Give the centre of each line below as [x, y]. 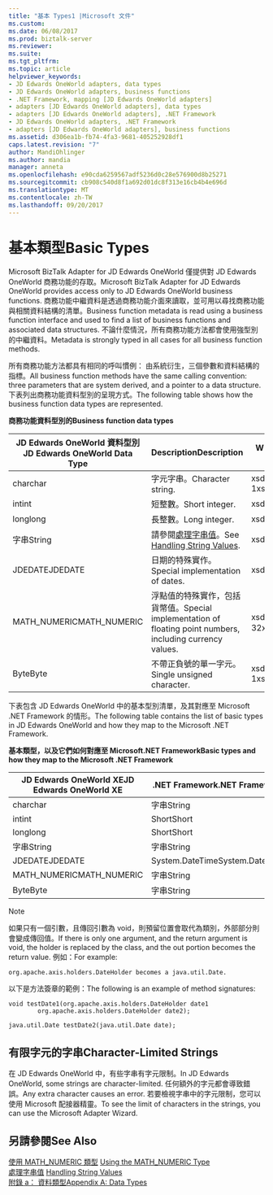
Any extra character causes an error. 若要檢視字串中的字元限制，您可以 [142, 1094]
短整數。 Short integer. [194, 504]
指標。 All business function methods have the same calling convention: [128, 376]
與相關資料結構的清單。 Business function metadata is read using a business [136, 311]
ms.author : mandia [39, 159]
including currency [187, 639]
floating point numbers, [196, 629]
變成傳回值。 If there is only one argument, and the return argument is [131, 938]
